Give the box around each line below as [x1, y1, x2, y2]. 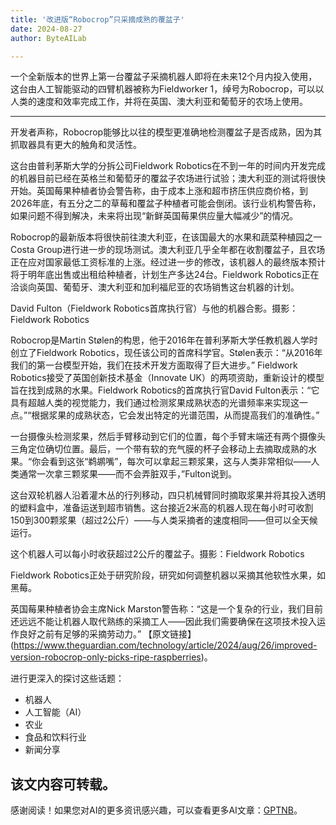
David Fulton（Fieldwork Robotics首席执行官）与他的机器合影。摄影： [10, 302, 299, 315]
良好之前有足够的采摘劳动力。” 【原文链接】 [18, 628, 197, 640]
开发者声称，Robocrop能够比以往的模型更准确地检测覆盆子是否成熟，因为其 [10, 126, 323, 138]
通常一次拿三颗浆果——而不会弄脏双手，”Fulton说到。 [18, 468, 237, 480]
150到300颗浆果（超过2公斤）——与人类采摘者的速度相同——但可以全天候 [10, 514, 318, 526]
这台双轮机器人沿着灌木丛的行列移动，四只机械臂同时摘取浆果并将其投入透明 [10, 489, 326, 501]
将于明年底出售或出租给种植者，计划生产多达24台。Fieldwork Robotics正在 [10, 269, 320, 281]
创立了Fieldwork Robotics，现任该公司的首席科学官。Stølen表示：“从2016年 [10, 347, 323, 359]
